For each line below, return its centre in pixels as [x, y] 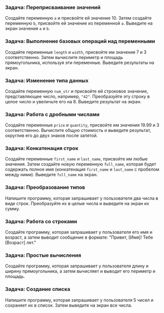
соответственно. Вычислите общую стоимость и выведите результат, [78, 130]
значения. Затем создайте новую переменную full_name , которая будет [81, 164]
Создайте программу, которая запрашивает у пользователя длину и [77, 266]
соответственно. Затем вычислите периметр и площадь [64, 57]
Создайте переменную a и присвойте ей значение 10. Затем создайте [78, 18]
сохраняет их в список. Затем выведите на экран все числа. [69, 305]
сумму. [13, 209]
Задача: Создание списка [38, 289]
